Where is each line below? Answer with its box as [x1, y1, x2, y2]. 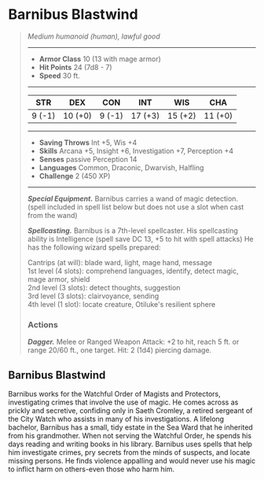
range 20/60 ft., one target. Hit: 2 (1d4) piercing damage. [27, 345, 212, 355]
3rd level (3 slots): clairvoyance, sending [27, 291, 159, 301]
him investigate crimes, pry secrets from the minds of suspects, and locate [8, 448, 251, 457]
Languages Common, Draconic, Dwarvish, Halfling [38, 163, 204, 172]
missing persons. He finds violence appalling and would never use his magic [8, 456, 256, 466]
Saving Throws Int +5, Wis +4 [38, 138, 137, 147]
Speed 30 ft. [38, 71, 80, 80]
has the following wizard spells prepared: [27, 242, 161, 252]
